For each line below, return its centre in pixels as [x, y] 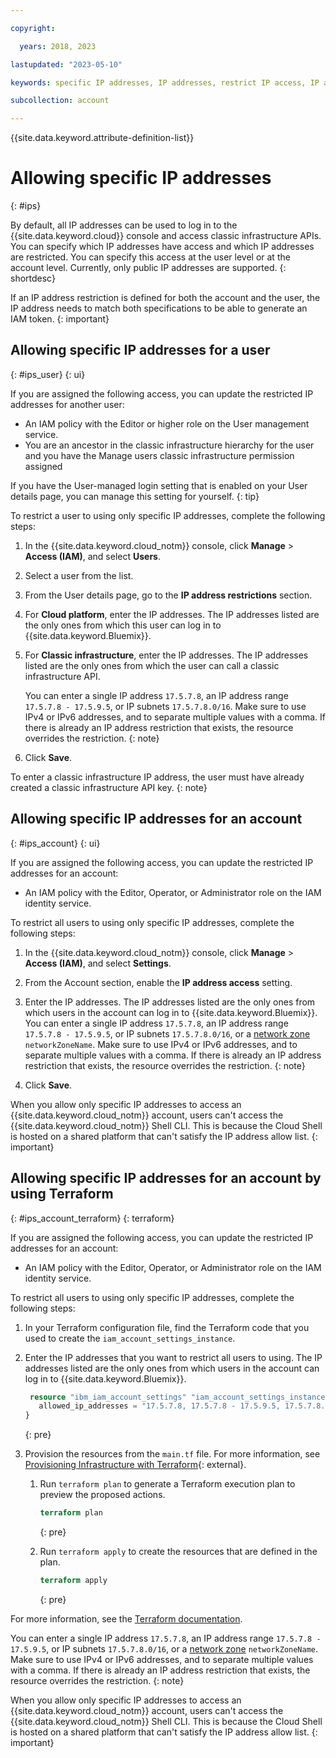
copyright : [33, 28]
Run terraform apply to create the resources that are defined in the [178, 1551]
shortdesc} [33, 278]
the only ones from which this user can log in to [123, 625]
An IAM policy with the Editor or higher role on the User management [167, 423]
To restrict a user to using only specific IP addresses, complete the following [168, 515]
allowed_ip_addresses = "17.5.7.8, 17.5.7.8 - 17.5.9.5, [159, 1406]
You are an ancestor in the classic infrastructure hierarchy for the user [169, 445]
